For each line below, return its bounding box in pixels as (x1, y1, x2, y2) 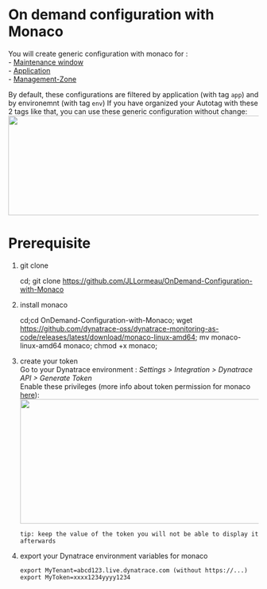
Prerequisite (8, 234, 91, 253)
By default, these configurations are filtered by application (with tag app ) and (8, 89, 259, 99)
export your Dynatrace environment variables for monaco (19, 551, 208, 560)
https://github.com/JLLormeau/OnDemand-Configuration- (62, 276, 253, 285)
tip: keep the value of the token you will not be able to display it (19, 530, 259, 538)
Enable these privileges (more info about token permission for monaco (19, 381, 251, 391)
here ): (19, 390, 40, 399)
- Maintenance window (8, 57, 83, 67)
